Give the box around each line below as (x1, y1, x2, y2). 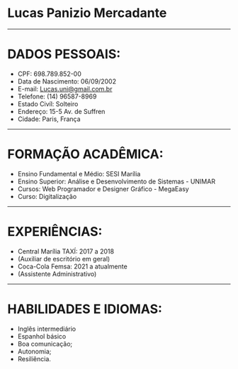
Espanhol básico (17, 331, 67, 341)
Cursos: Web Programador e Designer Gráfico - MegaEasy (17, 184, 189, 193)
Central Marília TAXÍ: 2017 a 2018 (17, 246, 115, 256)
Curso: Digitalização (17, 192, 77, 200)
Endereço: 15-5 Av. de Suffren (17, 107, 106, 115)
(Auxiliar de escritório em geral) (17, 254, 110, 263)
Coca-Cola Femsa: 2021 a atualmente (17, 262, 127, 271)
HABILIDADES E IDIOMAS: (7, 301, 163, 317)
